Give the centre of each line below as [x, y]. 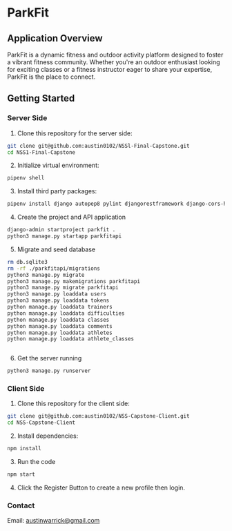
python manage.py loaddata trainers [60, 307]
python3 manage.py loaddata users [57, 294]
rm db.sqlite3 [28, 262]
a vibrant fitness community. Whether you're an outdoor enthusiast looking [114, 62]
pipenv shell [26, 178]
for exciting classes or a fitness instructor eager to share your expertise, [110, 69]
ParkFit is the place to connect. [51, 77]
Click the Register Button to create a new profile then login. [101, 487]
